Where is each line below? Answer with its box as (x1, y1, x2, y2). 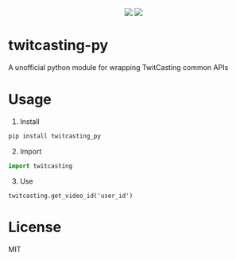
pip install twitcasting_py (8, 132, 102, 140)
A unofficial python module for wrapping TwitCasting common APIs (8, 62, 229, 72)
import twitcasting (8, 161, 73, 170)
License (8, 218, 62, 236)
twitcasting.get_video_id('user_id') (8, 192, 133, 200)
